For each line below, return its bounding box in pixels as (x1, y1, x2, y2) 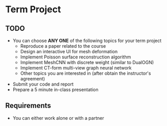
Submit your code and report (12, 81, 74, 87)
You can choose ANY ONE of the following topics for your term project (12, 37, 162, 44)
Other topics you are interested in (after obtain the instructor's (20, 70, 151, 76)
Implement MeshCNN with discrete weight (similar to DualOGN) (20, 59, 154, 65)
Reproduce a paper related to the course (20, 43, 106, 49)
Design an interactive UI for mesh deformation (20, 49, 118, 54)
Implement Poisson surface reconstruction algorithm (20, 54, 131, 60)
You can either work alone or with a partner (12, 115, 104, 121)
